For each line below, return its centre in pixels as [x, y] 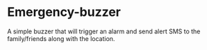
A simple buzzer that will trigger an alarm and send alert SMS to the [104, 31]
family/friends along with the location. [61, 38]
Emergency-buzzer [64, 12]
